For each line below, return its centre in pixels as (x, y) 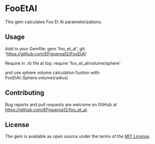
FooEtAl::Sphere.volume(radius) (37, 77)
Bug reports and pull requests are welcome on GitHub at (61, 104)
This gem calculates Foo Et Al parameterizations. (54, 22)
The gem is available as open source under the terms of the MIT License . (78, 136)
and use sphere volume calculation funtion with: (53, 72)
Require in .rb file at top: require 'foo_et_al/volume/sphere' (63, 63)
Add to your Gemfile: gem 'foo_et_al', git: (45, 48)
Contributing (25, 93)
